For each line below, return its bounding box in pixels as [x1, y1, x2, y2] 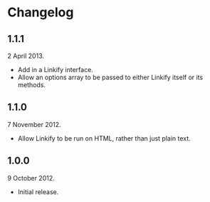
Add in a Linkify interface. [17, 66, 94, 74]
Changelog [7, 4, 74, 21]
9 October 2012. [7, 173, 55, 182]
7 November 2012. [7, 120, 62, 128]
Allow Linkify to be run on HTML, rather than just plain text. [17, 133, 191, 143]
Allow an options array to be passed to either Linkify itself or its [17, 73, 204, 81]
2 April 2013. [7, 51, 45, 60]
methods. [17, 81, 46, 89]
